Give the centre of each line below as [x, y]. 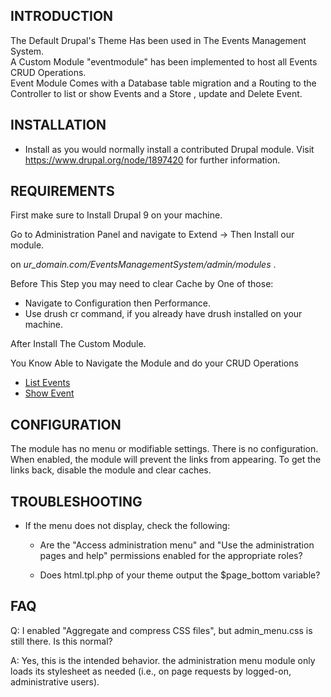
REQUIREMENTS [62, 191]
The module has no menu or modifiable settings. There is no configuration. [164, 449]
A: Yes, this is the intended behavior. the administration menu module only [163, 660]
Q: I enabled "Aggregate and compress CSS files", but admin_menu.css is [161, 630]
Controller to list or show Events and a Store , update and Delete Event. [156, 93]
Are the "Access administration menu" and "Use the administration [177, 545]
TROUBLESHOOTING [76, 501]
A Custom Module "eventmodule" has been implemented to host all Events [164, 61]
